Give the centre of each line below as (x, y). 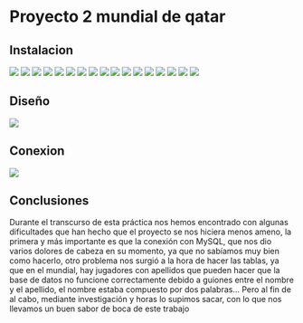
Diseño (30, 101)
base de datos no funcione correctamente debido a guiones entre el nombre (151, 280)
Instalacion (42, 50)
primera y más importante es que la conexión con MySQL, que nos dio (141, 242)
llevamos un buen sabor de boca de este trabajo (99, 309)
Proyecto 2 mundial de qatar (118, 17)
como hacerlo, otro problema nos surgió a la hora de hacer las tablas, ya (144, 261)
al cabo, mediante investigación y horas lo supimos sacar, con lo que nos (146, 299)
